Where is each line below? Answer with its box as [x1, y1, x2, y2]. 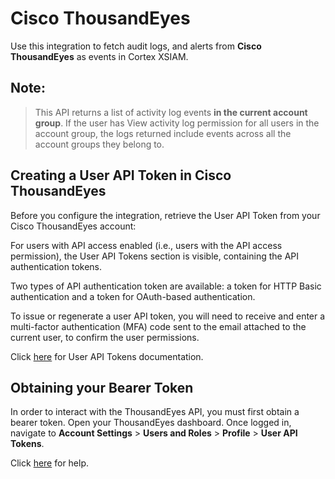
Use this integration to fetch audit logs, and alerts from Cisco [10, 40, 262, 52]
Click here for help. [10, 457, 90, 469]
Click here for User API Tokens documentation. [10, 350, 204, 362]
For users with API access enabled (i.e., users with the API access [10, 239, 283, 251]
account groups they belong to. [34, 138, 165, 150]
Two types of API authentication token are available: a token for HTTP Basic [10, 280, 322, 292]
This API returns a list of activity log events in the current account [34, 106, 308, 118]
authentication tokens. [10, 260, 103, 272]
